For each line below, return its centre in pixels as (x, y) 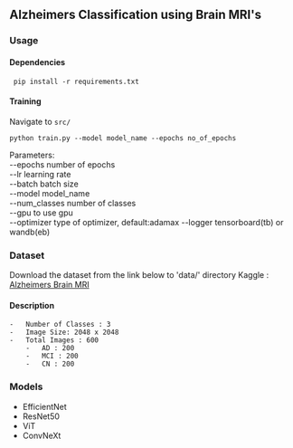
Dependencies (38, 62)
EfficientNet (45, 406)
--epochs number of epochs (62, 164)
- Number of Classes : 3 (60, 325)
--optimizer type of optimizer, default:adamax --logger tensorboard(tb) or (146, 222)
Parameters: (32, 155)
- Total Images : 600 (54, 340)
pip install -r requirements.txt (76, 81)
